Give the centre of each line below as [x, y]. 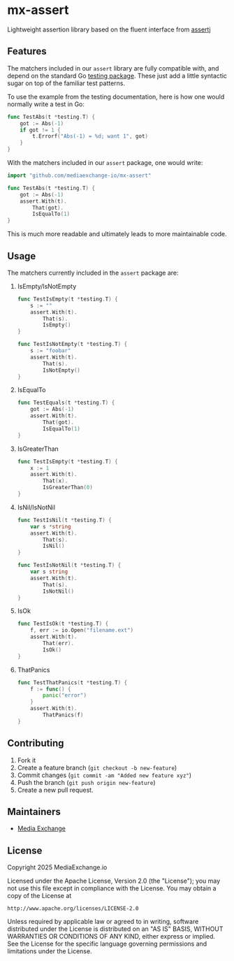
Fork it [27, 760]
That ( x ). [56, 481]
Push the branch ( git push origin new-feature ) [86, 782]
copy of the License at [39, 896]
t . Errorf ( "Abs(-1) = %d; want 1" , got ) [90, 136]
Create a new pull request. [55, 790]
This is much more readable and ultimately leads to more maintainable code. [117, 234]
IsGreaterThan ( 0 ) [68, 488]
